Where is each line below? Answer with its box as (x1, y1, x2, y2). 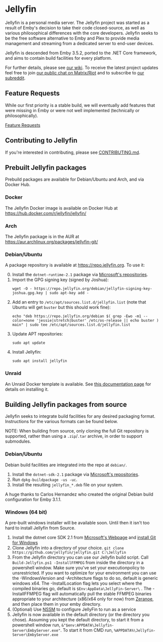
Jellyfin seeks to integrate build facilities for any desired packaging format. (5, 413, 156, 419)
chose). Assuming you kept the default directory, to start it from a (12, 617, 144, 622)
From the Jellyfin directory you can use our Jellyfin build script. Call (12, 554, 149, 560)
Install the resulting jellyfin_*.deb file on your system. (12, 481, 123, 488)
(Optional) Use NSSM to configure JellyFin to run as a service (12, 606, 136, 612)
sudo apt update (12, 340, 45, 346)
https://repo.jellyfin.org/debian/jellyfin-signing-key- (34, 286, 152, 291)
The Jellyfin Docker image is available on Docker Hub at (5, 205, 118, 211)
